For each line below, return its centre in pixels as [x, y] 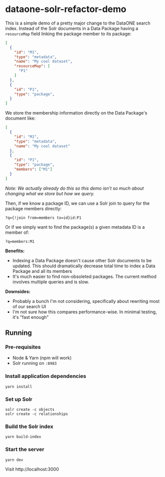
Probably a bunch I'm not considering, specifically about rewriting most [86, 301]
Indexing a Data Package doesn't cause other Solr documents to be [82, 260]
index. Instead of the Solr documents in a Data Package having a [72, 28]
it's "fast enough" [30, 317]
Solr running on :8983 [34, 363]
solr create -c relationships [37, 414]
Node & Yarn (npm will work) [42, 358]
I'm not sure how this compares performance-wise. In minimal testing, [84, 312]
